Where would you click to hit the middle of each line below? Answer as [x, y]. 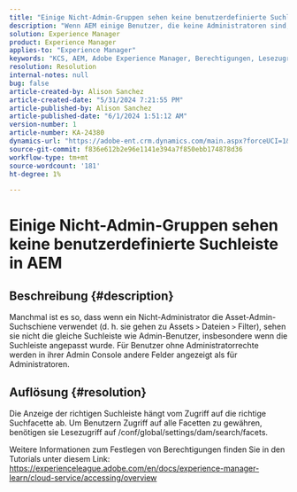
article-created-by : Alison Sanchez [76, 91]
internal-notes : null [49, 75]
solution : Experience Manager [65, 34]
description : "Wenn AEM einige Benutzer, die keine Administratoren [138, 26]
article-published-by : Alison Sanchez [80, 108]
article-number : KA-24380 [57, 133]
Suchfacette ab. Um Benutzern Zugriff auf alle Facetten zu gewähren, [136, 423]
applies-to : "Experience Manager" [73, 51]
